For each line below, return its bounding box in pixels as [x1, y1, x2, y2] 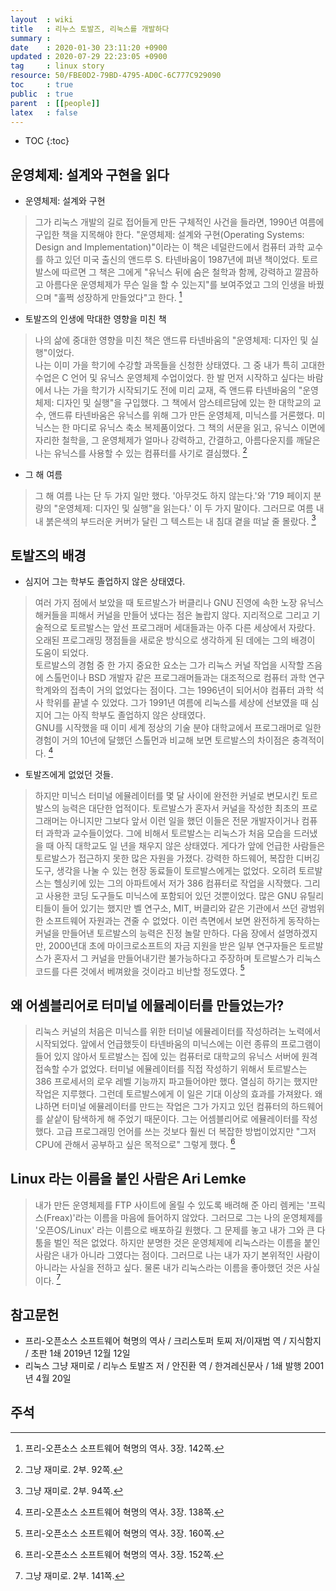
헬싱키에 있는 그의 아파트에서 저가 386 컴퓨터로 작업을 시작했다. [53, 877, 302, 889]
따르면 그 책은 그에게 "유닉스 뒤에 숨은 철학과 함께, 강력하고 [61, 266, 293, 278]
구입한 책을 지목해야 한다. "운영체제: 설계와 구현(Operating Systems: [34, 229, 305, 241]
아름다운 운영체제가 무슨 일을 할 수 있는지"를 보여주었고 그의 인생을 [45, 279, 307, 291]
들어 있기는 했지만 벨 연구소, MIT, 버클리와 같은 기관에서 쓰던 [61, 902, 298, 914]
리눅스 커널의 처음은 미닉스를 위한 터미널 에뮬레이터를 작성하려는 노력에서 [34, 1026, 322, 1038]
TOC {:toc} [24, 135, 70, 147]
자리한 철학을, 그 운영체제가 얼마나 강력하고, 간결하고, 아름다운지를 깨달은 [34, 434, 321, 446]
